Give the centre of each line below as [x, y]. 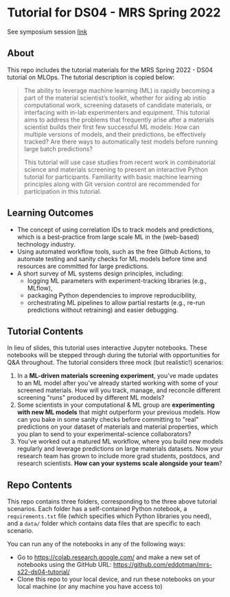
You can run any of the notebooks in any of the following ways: [96, 544]
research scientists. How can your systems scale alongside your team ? [119, 463]
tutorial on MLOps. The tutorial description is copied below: [91, 77]
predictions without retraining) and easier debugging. [103, 310]
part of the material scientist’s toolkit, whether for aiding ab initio [115, 98]
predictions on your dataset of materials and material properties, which [117, 427]
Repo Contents [39, 485]
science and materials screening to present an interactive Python [116, 169]
